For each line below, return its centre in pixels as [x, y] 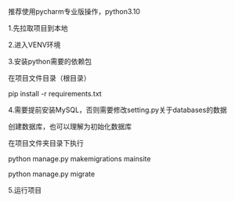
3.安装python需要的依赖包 [50, 61]
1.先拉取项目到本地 [38, 28]
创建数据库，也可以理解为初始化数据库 [70, 126]
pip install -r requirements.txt [55, 94]
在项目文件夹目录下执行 [46, 143]
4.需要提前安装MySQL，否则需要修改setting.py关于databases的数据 [117, 110]
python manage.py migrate [52, 174]
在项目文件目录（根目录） [49, 78]
